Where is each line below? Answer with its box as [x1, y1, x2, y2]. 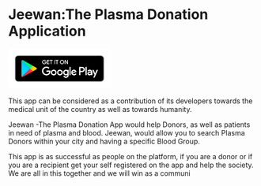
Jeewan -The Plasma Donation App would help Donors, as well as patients [8, 120, 251, 129]
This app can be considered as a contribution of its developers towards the [8, 96, 253, 106]
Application [8, 22, 86, 40]
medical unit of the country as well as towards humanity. [8, 104, 192, 113]
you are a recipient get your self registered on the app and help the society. [8, 160, 255, 169]
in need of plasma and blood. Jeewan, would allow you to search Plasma [8, 128, 245, 137]
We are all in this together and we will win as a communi [8, 168, 191, 178]
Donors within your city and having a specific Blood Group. [8, 136, 200, 146]
